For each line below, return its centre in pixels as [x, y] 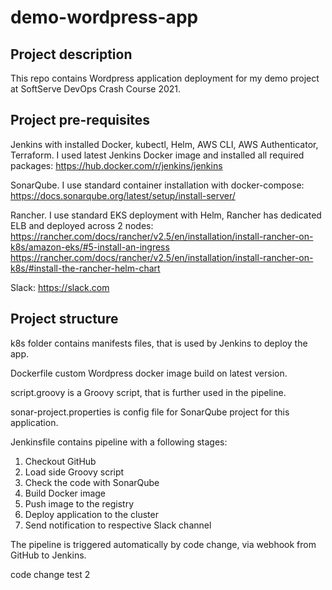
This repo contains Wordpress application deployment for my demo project [165, 78]
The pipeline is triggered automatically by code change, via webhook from [163, 544]
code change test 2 [50, 574]
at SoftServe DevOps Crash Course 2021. [96, 89]
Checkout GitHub [60, 461]
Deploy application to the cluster [91, 514]
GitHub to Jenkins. [48, 555]
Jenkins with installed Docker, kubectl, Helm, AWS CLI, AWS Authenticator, [164, 144]
